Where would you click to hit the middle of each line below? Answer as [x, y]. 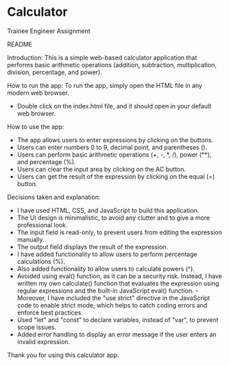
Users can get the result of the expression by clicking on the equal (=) [116, 176]
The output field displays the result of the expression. [93, 247]
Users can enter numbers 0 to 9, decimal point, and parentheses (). [112, 147]
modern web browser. [38, 93]
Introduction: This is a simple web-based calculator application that [102, 57]
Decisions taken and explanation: [54, 197]
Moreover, [32, 298]
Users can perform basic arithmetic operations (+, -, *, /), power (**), [114, 155]
